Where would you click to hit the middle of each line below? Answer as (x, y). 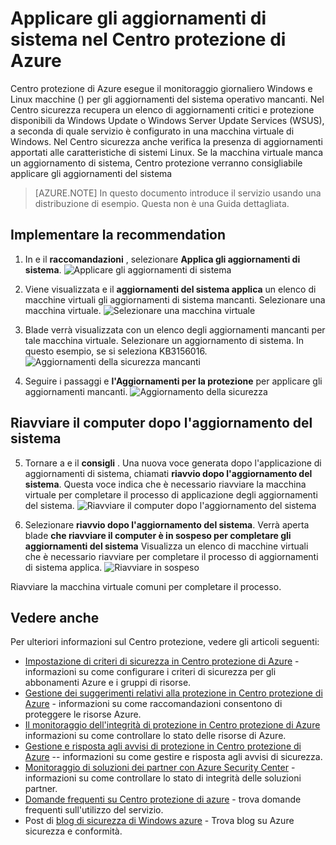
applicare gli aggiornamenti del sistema (91, 173)
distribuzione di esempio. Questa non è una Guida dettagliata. (162, 203)
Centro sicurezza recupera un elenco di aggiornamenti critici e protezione (162, 109)
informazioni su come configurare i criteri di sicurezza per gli (150, 672)
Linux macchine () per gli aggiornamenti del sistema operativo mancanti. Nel (167, 99)
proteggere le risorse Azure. (83, 714)
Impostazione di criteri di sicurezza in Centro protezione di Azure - (162, 661)
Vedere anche (55, 617)
